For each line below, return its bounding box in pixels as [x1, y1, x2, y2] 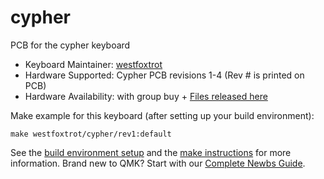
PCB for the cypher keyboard [10, 39, 131, 51]
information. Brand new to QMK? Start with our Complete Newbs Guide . [10, 157, 306, 169]
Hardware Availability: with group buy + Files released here [24, 90, 268, 102]
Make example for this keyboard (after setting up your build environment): [10, 109, 315, 121]
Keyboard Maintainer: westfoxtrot [24, 58, 163, 70]
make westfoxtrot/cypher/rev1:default [10, 129, 172, 139]
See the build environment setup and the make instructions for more [10, 146, 292, 158]
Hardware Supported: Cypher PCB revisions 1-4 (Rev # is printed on [24, 69, 305, 81]
